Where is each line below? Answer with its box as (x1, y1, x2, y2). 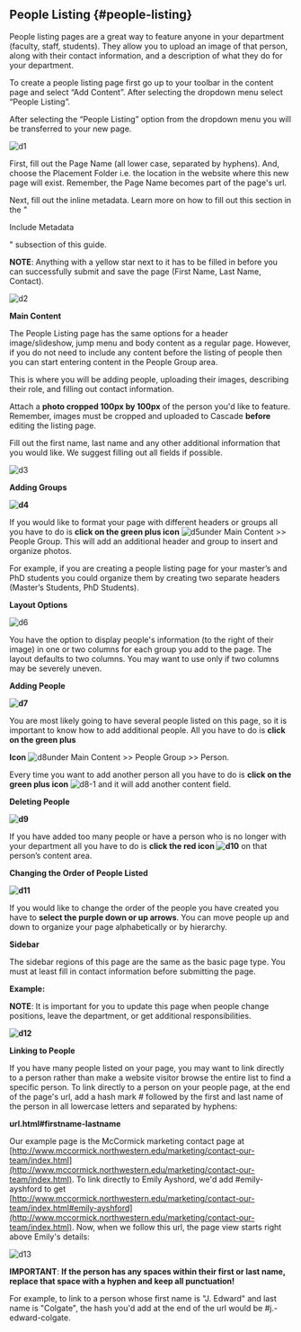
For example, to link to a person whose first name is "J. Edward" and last (9, 1292, 277, 1303)
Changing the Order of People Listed (9, 867, 148, 878)
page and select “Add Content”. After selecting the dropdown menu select (9, 86, 283, 97)
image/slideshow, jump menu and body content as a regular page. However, (9, 337, 291, 348)
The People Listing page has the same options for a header (9, 327, 229, 338)
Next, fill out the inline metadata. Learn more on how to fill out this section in (9, 194, 292, 205)
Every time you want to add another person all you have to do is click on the (9, 769, 292, 780)
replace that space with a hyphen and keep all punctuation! (9, 1275, 235, 1286)
